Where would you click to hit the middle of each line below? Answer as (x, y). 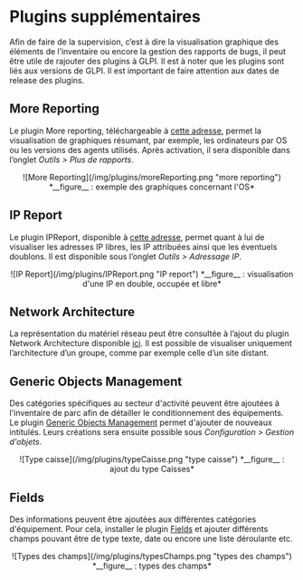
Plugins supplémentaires (105, 17)
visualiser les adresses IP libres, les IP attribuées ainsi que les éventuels (143, 246)
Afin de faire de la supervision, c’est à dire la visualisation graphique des (144, 42)
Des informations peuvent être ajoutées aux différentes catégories (133, 519)
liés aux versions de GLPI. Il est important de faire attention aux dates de (144, 71)
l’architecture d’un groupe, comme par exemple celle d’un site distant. (139, 353)
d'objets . (26, 442)
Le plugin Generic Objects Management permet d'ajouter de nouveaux (141, 422)
